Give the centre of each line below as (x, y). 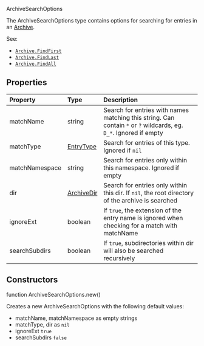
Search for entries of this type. (146, 142)
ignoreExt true (33, 331)
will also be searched (133, 251)
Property (22, 100)
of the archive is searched (140, 200)
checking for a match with (140, 226)
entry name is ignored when (143, 218)
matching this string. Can (139, 117)
